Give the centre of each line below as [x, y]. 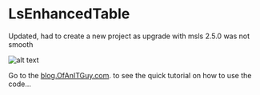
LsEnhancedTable [69, 14]
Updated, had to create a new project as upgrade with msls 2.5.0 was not [129, 36]
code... [20, 84]
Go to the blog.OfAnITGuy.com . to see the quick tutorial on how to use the [130, 75]
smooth [21, 44]
